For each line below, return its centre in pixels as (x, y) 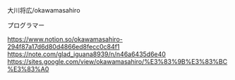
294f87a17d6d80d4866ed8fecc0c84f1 (64, 47)
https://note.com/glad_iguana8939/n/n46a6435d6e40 (86, 54)
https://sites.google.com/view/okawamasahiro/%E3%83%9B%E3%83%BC (117, 61)
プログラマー (26, 25)
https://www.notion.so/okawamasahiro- (65, 39)
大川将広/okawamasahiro (44, 10)
